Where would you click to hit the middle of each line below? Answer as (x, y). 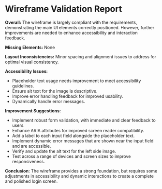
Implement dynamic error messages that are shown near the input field (83, 141)
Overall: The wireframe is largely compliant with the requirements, (71, 22)
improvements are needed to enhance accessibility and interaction (71, 33)
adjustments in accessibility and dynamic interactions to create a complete (79, 176)
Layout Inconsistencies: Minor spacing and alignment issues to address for (81, 56)
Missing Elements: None (30, 47)
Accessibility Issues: (26, 71)
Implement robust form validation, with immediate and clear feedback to (84, 120)
